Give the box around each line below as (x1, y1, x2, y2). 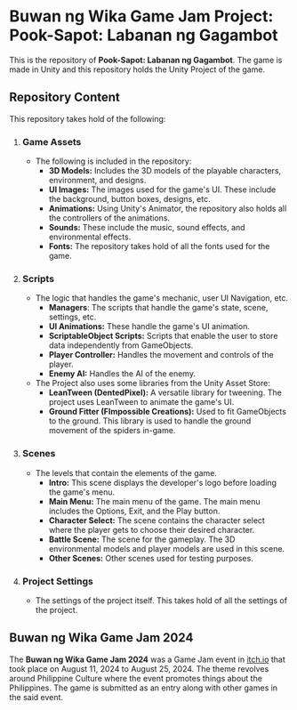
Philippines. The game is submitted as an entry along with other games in (9, 682, 278, 693)
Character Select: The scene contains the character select (48, 514, 265, 526)
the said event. (9, 691, 64, 702)
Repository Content (9, 90, 120, 105)
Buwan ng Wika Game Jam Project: (9, 6, 274, 27)
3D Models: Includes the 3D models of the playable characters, (48, 165, 282, 176)
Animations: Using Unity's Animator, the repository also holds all (48, 203, 287, 214)
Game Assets (21, 135, 82, 148)
